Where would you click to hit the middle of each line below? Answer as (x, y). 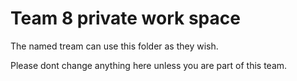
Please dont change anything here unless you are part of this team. (149, 65)
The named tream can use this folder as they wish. (114, 46)
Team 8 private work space (125, 18)
